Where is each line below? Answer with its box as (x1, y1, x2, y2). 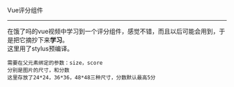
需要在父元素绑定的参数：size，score (7, 59, 103, 66)
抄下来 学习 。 (31, 36, 68, 43)
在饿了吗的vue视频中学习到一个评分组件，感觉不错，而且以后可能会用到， (7, 27, 219, 35)
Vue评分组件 (7, 6, 44, 14)
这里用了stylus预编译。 (7, 44, 74, 52)
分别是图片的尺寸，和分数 (7, 67, 70, 74)
